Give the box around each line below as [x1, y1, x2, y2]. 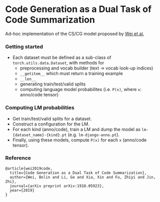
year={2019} [10, 187, 35, 193]
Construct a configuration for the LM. [12, 121, 90, 127]
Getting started [5, 43, 44, 50]
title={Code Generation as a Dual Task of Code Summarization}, [10, 170, 147, 175]
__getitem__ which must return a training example [20, 70, 123, 76]
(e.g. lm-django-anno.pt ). [67, 131, 120, 137]
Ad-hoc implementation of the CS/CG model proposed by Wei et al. [5, 30, 144, 36]
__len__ [20, 76, 36, 82]
